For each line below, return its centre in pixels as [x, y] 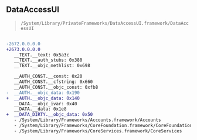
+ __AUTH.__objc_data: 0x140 [43, 98]
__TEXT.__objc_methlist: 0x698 [52, 66]
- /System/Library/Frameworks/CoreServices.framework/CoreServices [98, 131]
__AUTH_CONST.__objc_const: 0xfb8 [56, 87]
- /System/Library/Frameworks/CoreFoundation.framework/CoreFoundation [103, 126]
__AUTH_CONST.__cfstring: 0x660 [53, 82]
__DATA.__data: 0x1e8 [40, 109]
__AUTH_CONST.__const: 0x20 [48, 76]
